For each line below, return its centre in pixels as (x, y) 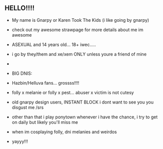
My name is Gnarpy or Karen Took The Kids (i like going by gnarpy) (81, 20)
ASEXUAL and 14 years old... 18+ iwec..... (54, 45)
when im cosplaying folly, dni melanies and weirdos (64, 132)
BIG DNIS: (22, 73)
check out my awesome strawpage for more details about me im (78, 30)
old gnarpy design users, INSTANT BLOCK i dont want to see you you (83, 102)
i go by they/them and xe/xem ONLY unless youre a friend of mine (79, 54)
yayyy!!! (20, 141)
